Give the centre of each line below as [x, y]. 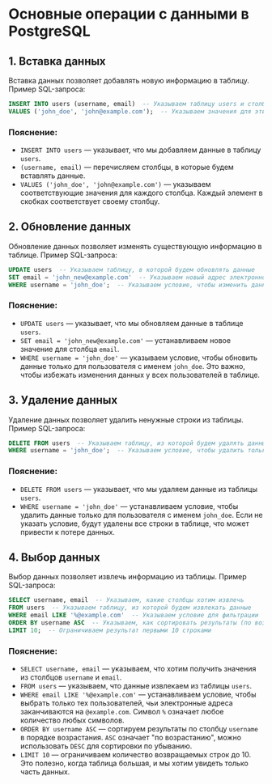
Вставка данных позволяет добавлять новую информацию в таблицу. [129, 81]
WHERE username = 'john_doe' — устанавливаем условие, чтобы [129, 506]
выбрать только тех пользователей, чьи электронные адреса [126, 703]
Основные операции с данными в [129, 14]
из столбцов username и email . [71, 677]
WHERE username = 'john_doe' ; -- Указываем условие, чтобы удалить [126, 451]
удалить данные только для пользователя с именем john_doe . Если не [141, 515]
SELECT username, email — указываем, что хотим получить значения [138, 669]
